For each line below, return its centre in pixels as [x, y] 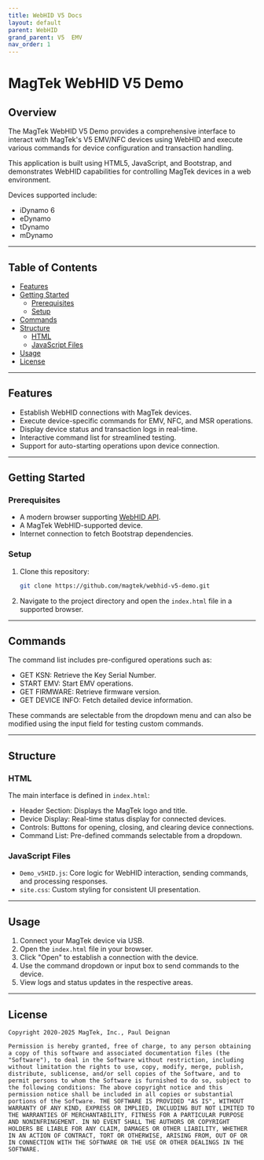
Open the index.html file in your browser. [86, 949]
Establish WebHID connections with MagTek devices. [106, 412]
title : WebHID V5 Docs [45, 15]
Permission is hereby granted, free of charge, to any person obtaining [130, 1047]
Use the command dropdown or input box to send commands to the [129, 966]
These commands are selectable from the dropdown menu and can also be [130, 715]
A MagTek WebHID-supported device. [81, 525]
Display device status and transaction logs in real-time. [108, 429]
